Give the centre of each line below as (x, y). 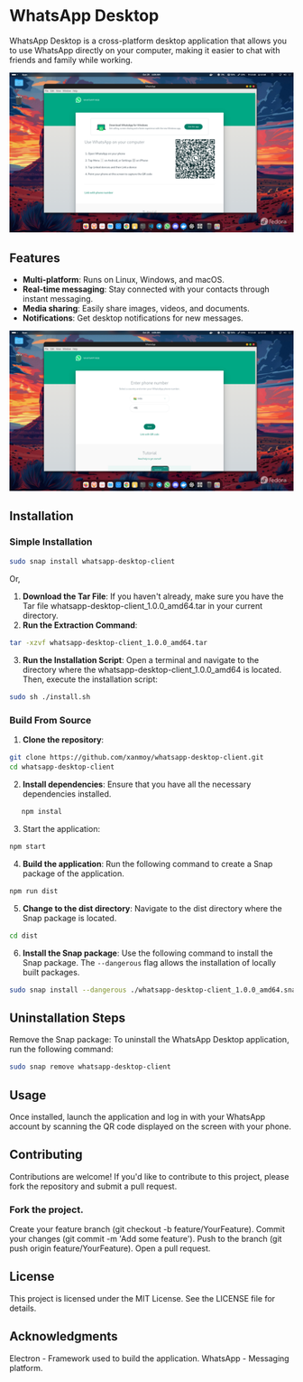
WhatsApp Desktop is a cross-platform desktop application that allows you (148, 41)
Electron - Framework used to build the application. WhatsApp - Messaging (150, 1358)
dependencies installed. (67, 794)
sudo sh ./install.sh (50, 697)
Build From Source (50, 720)
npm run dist (34, 891)
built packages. (51, 972)
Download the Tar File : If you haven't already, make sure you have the (153, 596)
